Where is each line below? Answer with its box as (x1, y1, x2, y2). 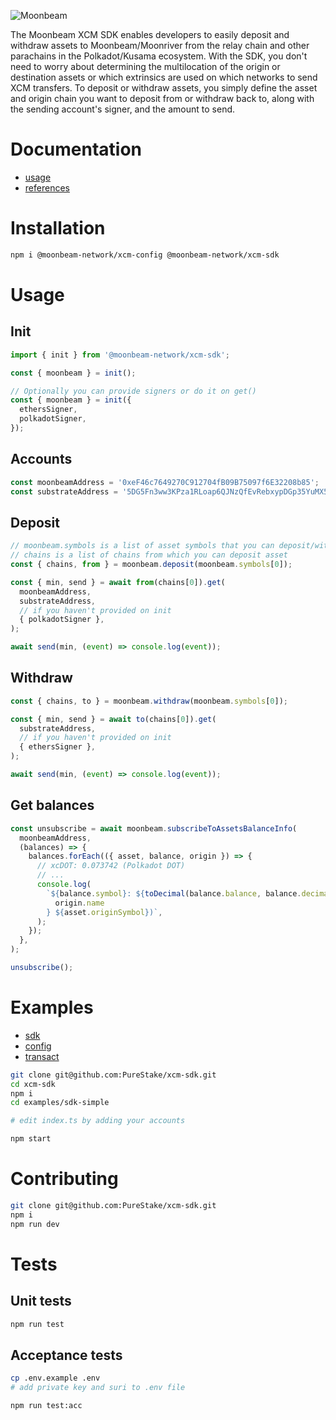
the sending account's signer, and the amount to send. (10, 103, 236, 115)
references (24, 181, 70, 194)
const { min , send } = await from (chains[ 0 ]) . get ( (10, 577, 226, 587)
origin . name (54, 898, 105, 908)
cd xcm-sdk (10, 1079, 56, 1089)
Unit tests (10, 1293, 72, 1310)
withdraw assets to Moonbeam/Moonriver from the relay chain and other (10, 40, 310, 51)
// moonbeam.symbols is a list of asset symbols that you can (10, 541, 275, 551)
